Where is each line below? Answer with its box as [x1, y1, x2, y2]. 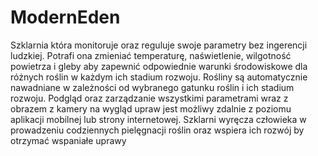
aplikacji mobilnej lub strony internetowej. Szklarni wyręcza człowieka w [10, 113, 307, 125]
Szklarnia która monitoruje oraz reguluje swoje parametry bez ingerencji [10, 39, 308, 51]
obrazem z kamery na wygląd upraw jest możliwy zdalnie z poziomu [10, 102, 292, 115]
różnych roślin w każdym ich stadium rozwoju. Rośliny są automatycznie [10, 71, 308, 83]
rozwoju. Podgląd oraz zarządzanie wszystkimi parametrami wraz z [10, 92, 289, 104]
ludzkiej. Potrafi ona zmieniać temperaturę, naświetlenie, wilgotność [10, 49, 292, 61]
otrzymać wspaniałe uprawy [10, 134, 127, 146]
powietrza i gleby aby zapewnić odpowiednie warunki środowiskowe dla [10, 60, 308, 72]
